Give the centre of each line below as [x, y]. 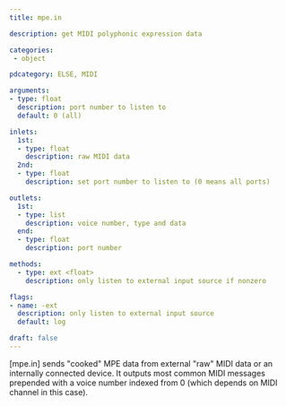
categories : [31, 50]
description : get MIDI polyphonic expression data [106, 34]
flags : [22, 297]
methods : [26, 264]
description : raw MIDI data [78, 157]
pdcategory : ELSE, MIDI [54, 74]
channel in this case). [48, 392]
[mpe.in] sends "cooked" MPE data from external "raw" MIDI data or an [141, 363]
